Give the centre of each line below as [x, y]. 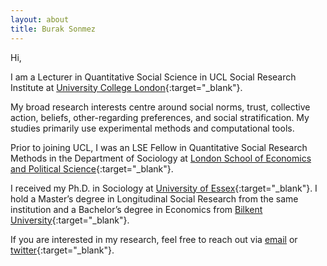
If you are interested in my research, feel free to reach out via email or [154, 239]
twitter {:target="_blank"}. [62, 250]
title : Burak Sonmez [53, 29]
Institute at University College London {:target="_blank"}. [126, 87]
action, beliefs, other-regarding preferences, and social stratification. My [160, 117]
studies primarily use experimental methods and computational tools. [152, 128]
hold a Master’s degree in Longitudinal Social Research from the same [154, 198]
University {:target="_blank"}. [70, 220]
